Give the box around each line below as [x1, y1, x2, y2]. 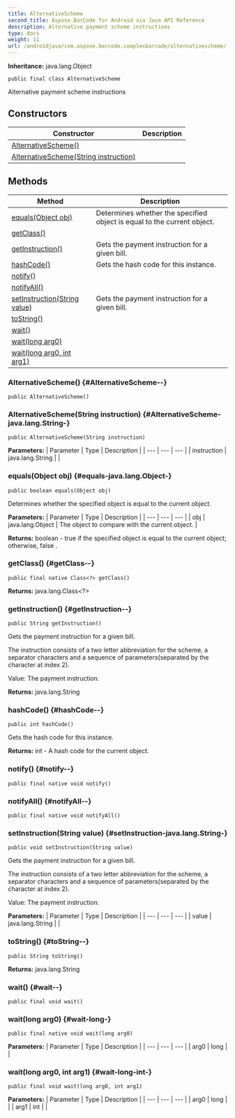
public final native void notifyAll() [8, 812, 121, 819]
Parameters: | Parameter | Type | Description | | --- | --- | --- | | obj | [8, 513, 205, 521]
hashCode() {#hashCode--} [8, 705, 104, 715]
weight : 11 [8, 36, 40, 43]
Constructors [8, 108, 68, 119]
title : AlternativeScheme [8, 10, 83, 17]
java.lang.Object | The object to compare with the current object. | [8, 520, 197, 528]
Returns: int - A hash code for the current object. [8, 747, 149, 755]
